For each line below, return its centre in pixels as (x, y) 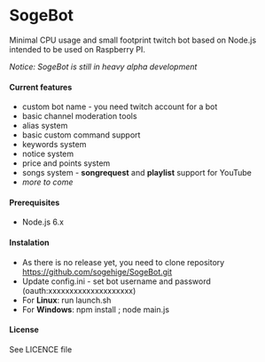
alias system (45, 126)
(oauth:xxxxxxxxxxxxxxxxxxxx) (79, 290)
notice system (48, 154)
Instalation (29, 242)
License (24, 330)
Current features (41, 87)
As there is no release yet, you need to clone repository (123, 262)
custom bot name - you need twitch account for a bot (120, 106)
